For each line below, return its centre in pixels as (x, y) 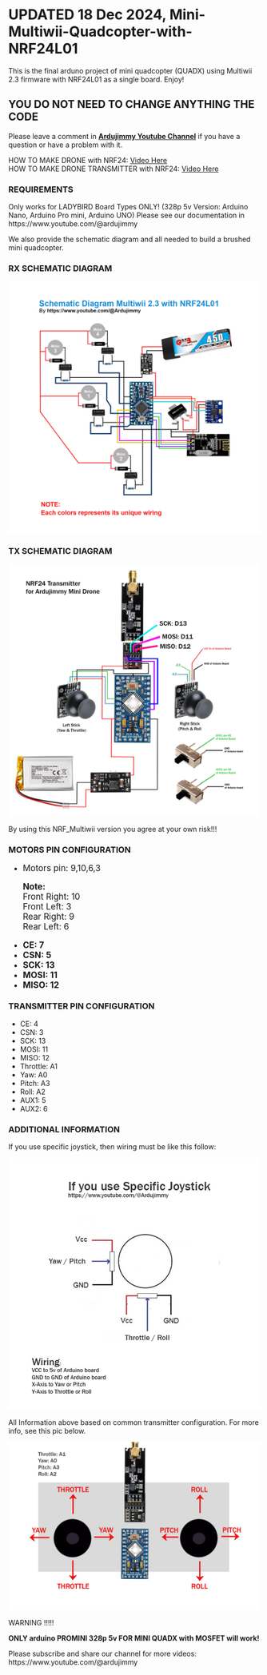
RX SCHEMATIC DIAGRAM (60, 268)
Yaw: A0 (34, 1074)
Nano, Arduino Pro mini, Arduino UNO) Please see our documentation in (127, 215)
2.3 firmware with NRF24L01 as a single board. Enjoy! (96, 79)
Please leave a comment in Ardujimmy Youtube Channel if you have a (124, 136)
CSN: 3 (32, 1032)
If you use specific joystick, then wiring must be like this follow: (112, 1147)
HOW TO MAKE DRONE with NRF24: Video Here (88, 160)
